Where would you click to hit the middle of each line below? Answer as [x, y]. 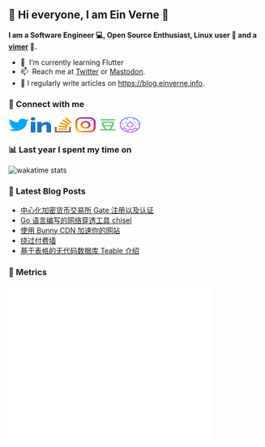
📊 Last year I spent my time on [70, 150]
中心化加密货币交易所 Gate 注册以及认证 [87, 210]
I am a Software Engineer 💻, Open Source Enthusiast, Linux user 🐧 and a [133, 35]
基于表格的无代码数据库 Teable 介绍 [79, 250]
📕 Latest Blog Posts [47, 191]
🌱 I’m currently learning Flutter [72, 62]
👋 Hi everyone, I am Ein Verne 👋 [89, 15]
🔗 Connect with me [47, 104]
